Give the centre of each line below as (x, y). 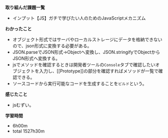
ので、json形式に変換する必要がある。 (52, 46)
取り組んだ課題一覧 (25, 7)
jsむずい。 (23, 105)
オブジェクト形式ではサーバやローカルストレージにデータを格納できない (87, 40)
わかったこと (18, 29)
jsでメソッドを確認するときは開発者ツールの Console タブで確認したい (84, 65)
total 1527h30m (28, 131)
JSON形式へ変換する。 (36, 58)
